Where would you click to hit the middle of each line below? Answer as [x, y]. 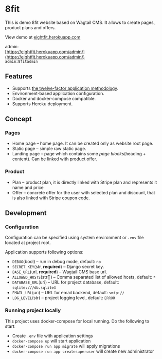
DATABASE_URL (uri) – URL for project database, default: [65, 282]
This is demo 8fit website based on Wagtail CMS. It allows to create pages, [80, 22]
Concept [18, 119]
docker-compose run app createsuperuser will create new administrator [83, 351]
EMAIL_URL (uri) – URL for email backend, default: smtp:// [68, 293]
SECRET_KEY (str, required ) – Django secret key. [58, 267]
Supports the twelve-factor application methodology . [65, 88]
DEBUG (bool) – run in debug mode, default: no [56, 262]
